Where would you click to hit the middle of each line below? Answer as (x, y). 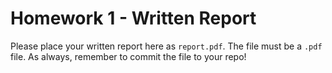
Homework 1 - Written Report (133, 18)
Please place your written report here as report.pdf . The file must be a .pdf (166, 46)
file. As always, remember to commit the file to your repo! (128, 56)
